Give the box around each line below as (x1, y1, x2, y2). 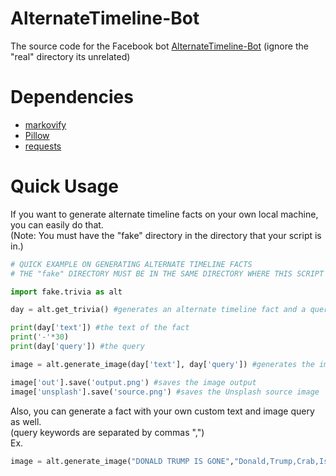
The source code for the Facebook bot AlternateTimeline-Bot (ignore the (10, 40, 309, 52)
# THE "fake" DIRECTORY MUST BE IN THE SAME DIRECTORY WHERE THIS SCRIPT (10, 268, 325, 279)
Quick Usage (10, 175, 119, 198)
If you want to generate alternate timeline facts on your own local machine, (10, 208, 319, 220)
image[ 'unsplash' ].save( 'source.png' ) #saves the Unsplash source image (10, 387, 320, 397)
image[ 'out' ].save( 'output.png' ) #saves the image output (10, 377, 257, 387)
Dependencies (10, 86, 134, 109)
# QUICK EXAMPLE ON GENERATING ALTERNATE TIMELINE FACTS (10, 259, 253, 269)
